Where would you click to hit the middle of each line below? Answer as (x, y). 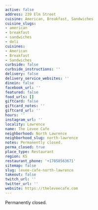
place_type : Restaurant (30, 152)
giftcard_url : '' (23, 111)
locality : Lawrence (25, 124)
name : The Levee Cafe (27, 129)
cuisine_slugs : (21, 23)
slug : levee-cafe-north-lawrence (39, 170)
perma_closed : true (25, 147)
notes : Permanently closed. (34, 143)
